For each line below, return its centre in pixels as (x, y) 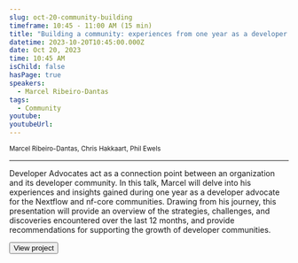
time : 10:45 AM (37, 58)
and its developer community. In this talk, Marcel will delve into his (130, 183)
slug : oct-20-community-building (71, 17)
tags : (19, 100)
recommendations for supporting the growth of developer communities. (140, 230)
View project (34, 248)
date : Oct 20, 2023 (45, 50)
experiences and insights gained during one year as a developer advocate (145, 192)
